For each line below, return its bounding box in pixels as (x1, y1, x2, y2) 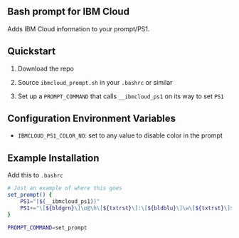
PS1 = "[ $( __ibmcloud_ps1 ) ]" (20, 198, 100, 205)
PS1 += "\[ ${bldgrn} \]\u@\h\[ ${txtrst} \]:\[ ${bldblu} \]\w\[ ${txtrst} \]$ (20, 205, 234, 212)
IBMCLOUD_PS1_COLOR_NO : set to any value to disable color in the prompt (17, 131, 223, 140)
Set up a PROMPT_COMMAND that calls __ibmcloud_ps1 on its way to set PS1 (17, 92, 224, 100)
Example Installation (7, 152, 100, 164)
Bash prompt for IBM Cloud (7, 6, 130, 18)
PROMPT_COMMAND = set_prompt (7, 224, 87, 231)
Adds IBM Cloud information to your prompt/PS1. (7, 24, 150, 33)
